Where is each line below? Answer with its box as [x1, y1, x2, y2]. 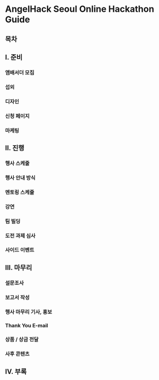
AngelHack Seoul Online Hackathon [5, 3, 155, 15]
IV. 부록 [5, 367, 27, 376]
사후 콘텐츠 [5, 350, 30, 357]
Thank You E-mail [5, 322, 48, 329]
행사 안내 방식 [5, 174, 36, 181]
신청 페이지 [5, 113, 30, 119]
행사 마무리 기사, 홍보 [5, 308, 53, 315]
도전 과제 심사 [5, 232, 36, 239]
